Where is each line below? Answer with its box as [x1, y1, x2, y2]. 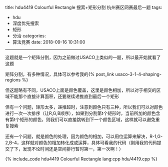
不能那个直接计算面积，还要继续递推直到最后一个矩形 [9, 93, 119, 99]
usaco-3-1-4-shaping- [115, 71, 161, 77]
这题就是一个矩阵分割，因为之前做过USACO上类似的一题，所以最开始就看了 [5, 54, 161, 60]
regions [5, 77, 21, 82]
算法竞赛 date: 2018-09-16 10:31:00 [12, 39, 85, 45]
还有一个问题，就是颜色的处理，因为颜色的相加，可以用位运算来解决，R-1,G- [5, 133, 163, 139]
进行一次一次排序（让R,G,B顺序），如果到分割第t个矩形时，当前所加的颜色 [5, 110, 156, 116]
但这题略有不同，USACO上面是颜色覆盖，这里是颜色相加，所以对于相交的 [5, 87, 156, 93]
